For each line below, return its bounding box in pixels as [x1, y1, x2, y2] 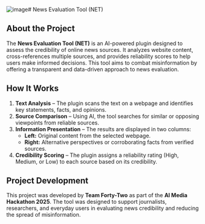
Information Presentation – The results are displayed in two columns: [15, 125, 192, 132]
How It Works [6, 83, 59, 94]
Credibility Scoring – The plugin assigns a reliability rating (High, [15, 151, 179, 159]
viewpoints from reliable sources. [15, 119, 100, 126]
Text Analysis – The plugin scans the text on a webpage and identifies [15, 99, 194, 107]
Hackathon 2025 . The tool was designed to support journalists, [6, 198, 167, 206]
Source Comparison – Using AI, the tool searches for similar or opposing [15, 112, 199, 120]
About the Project [6, 23, 75, 34]
